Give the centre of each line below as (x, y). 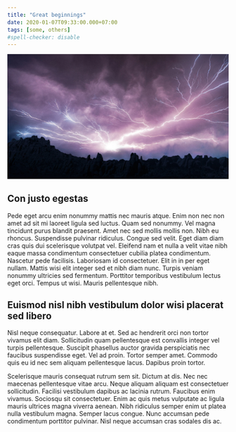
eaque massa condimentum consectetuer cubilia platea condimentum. (109, 253)
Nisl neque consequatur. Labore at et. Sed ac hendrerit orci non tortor (108, 333)
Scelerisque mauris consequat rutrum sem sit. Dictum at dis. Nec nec (108, 376)
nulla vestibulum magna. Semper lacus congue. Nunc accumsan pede (109, 414)
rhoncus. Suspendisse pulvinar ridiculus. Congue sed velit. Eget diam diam (116, 238)
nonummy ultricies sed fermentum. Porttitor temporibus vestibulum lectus (114, 275)
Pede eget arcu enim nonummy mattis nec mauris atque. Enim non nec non (116, 215)
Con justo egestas (48, 199)
